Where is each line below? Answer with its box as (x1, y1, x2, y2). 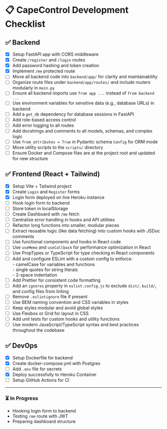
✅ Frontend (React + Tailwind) (5, 170, 100, 178)
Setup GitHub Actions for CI (12, 377, 70, 383)
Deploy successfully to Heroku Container (12, 371, 97, 378)
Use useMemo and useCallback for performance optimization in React (12, 244, 151, 250)
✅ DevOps (5, 342, 38, 350)
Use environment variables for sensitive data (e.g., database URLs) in (12, 100, 155, 106)
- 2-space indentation (12, 272, 58, 278)
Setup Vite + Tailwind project (12, 183, 72, 189)
